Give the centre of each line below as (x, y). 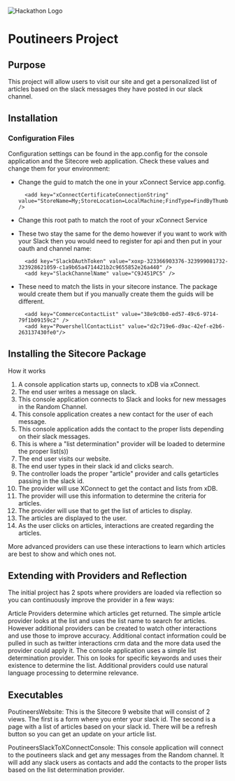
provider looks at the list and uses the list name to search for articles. (107, 621)
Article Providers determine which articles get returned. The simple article (114, 614)
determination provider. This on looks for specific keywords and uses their (115, 658)
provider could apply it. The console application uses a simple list (102, 651)
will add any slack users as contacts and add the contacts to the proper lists (117, 763)
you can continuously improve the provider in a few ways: (91, 600)
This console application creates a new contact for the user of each (115, 414)
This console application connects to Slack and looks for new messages (122, 399)
